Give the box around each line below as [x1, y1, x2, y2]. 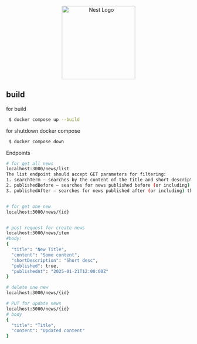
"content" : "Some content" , [11, 252, 80, 258]
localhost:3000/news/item [6, 230, 69, 236]
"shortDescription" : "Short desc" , [11, 257, 98, 264]
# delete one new [6, 285, 49, 291]
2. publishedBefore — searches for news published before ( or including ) [6, 183, 191, 188]
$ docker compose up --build [8, 116, 80, 123]
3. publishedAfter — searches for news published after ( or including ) [6, 188, 185, 194]
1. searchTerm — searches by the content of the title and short [6, 177, 169, 183]
